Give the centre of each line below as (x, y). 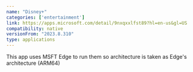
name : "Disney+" (27, 12)
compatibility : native (35, 28)
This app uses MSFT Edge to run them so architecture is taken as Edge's (96, 57)
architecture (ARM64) (33, 63)
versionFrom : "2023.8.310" (40, 34)
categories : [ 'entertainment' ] (46, 17)
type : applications (31, 40)
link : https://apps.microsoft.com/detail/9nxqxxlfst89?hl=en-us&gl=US (97, 23)
